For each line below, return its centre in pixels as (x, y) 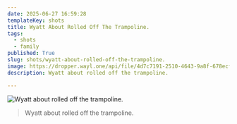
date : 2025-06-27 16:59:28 (47, 14)
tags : (15, 33)
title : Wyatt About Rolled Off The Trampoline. (79, 27)
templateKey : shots (36, 20)
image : (17, 66)
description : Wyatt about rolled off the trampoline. (88, 73)
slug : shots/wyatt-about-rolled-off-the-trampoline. (86, 60)
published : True (31, 54)
